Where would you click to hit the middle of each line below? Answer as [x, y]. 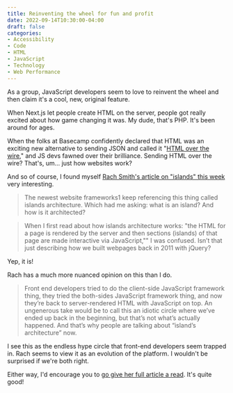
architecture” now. [50, 332]
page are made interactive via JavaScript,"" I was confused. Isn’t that [123, 240]
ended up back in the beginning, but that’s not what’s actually [112, 318]
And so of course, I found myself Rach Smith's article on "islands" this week [116, 176]
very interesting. [31, 184]
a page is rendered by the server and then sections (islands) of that [121, 233]
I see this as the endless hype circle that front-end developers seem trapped [117, 346]
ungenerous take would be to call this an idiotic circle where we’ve [120, 310]
